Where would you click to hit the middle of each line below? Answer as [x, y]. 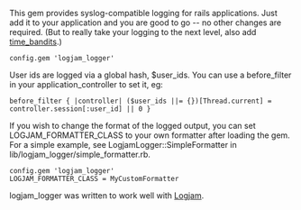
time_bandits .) [36, 41]
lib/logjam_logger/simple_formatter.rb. [80, 154]
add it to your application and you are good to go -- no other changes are [146, 23]
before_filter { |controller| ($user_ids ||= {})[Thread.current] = [141, 101]
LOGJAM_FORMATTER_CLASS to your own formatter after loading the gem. [150, 135]
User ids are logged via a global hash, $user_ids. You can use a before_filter [150, 75]
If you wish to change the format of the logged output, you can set [132, 126]
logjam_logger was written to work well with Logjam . [107, 196]
